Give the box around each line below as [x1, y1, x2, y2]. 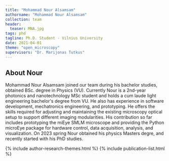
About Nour [5, 68, 43, 77]
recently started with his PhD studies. [5, 136, 83, 142]
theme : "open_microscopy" [5, 45, 60, 50]
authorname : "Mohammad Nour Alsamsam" [5, 12, 87, 17]
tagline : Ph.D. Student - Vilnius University [5, 36, 103, 41]
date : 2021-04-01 [5, 41, 42, 46]
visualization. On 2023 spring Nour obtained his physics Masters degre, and [5, 130, 164, 137]
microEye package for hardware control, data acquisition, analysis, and [5, 125, 153, 131]
